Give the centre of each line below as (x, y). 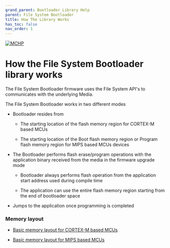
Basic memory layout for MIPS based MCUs (59, 240)
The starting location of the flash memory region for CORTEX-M (87, 124)
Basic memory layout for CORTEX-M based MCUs (65, 230)
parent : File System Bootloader (39, 15)
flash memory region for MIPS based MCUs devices (75, 145)
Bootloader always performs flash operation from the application (88, 175)
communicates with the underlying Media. (49, 94)
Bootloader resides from (38, 114)
